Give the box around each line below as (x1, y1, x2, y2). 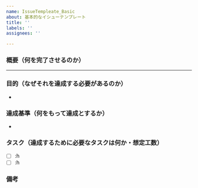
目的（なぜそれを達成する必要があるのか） (6, 80, 127, 88)
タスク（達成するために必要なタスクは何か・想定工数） (6, 139, 163, 147)
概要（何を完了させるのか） (6, 56, 85, 65)
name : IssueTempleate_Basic (6, 8, 75, 15)
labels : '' (6, 25, 33, 31)
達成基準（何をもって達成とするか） (6, 109, 108, 117)
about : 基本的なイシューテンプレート (6, 14, 87, 20)
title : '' (6, 19, 31, 25)
